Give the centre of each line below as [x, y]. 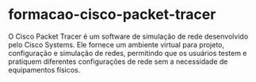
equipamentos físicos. [44, 69]
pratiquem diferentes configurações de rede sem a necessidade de [118, 61]
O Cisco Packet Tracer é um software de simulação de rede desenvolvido [128, 36]
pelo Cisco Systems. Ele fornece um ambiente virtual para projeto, [116, 44]
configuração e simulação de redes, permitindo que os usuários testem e [128, 53]
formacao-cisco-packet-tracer [112, 15]
